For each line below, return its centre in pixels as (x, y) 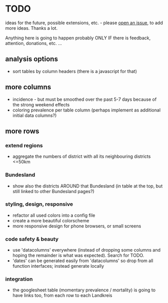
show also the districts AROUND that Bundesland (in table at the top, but (88, 186)
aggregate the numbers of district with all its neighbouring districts (81, 156)
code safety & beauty (32, 239)
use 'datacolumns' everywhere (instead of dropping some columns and (87, 250)
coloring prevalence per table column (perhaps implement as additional (87, 110)
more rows (22, 131)
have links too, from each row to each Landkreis (62, 295)
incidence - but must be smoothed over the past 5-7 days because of (85, 99)
